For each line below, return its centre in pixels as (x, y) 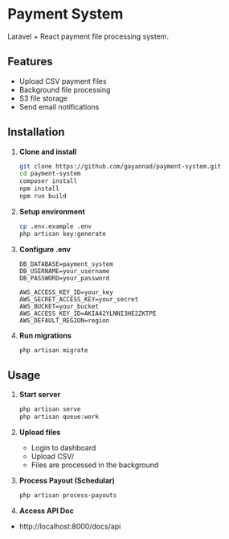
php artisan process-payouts (68, 495)
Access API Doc (46, 511)
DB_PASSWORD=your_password (64, 278)
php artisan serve (50, 409)
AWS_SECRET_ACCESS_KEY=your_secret (79, 299)
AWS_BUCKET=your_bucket (59, 306)
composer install (48, 181)
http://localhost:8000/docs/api (70, 526)
